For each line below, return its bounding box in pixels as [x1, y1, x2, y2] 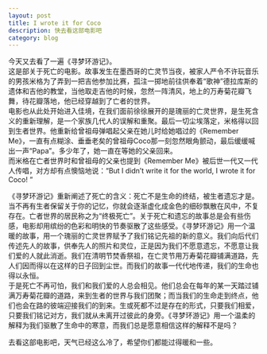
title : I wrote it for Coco [8, 19, 102, 27]
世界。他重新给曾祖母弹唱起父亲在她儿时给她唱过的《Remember [29, 126, 239, 136]
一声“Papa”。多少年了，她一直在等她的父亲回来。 [14, 146, 177, 156]
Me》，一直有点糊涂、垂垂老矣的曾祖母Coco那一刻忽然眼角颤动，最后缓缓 [8, 136, 249, 146]
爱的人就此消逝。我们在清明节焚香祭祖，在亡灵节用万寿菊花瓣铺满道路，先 [14, 251, 259, 261]
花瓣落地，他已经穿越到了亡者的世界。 [29, 96, 155, 106]
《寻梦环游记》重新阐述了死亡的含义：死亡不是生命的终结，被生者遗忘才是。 [8, 192, 259, 201]
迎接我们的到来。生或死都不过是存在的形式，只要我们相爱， [63, 301, 259, 310]
